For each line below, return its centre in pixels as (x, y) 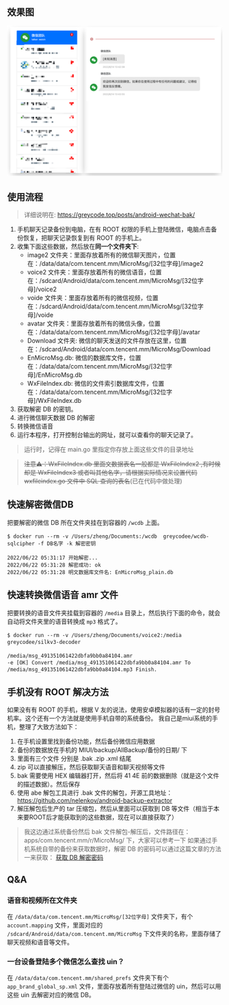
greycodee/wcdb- (186, 536)
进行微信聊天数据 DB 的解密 (56, 418)
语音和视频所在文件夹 (42, 900)
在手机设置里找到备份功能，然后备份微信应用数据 (86, 741)
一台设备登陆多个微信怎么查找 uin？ (66, 962)
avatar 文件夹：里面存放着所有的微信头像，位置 (94, 323)
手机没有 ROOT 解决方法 (58, 692)
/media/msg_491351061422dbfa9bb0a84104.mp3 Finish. (82, 669)
